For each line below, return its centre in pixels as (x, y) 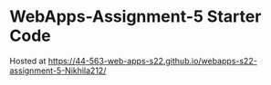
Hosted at (28, 61)
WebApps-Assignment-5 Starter (135, 17)
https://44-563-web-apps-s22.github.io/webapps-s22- (152, 61)
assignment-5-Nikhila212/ (58, 71)
